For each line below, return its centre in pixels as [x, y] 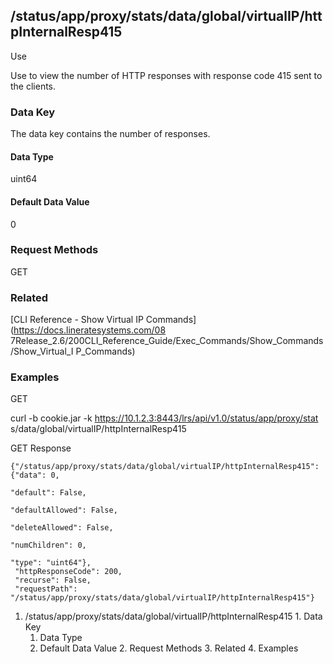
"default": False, [48, 493]
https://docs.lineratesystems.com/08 [90, 330]
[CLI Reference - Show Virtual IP [77, 320]
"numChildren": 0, [48, 545]
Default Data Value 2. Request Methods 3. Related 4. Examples [169, 648]
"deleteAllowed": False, [62, 528]
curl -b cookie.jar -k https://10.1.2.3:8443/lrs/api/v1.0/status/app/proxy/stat [164, 418]
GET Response [41, 448]
